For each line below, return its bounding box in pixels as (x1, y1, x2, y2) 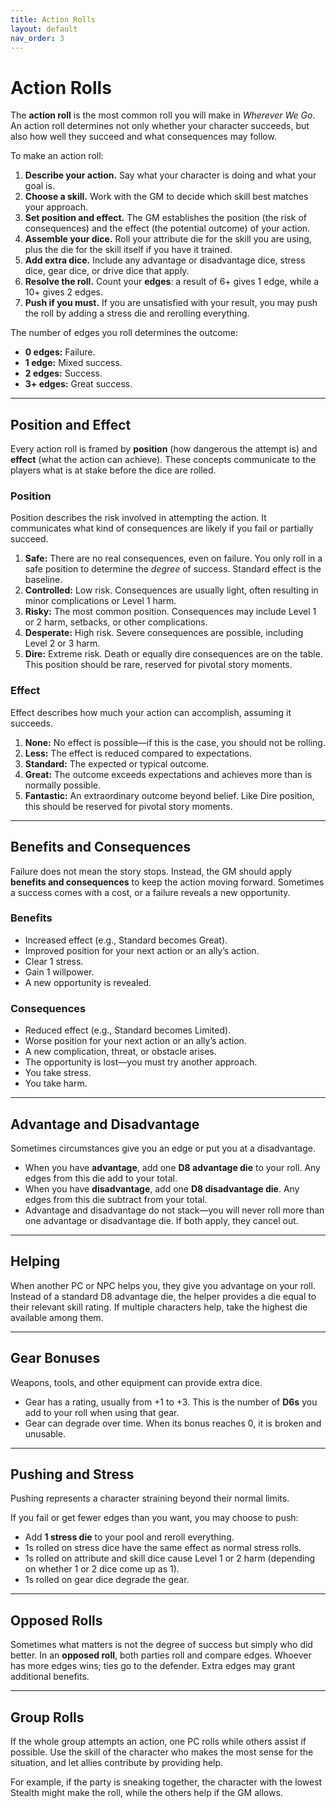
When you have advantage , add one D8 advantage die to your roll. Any (24, 1161, 321, 1173)
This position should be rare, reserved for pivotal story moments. (24, 659, 293, 671)
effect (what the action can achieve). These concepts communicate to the (10, 454, 317, 466)
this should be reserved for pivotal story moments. (24, 800, 233, 812)
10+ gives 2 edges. (24, 286, 103, 298)
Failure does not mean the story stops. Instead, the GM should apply (10, 865, 293, 877)
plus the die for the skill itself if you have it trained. (24, 244, 233, 256)
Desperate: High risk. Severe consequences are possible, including (24, 627, 304, 639)
